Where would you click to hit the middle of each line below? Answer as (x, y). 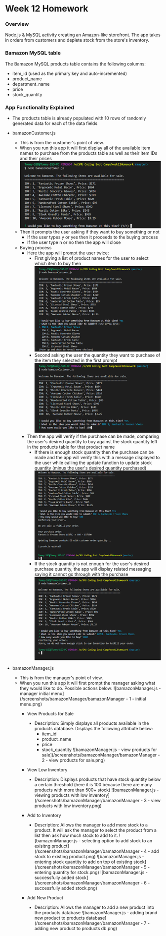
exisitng (42, 846)
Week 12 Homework (47, 9)
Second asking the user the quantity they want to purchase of (97, 355)
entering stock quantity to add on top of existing (83, 862)
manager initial (35, 694)
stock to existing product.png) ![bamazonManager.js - (89, 857)
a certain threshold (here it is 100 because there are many (93, 785)
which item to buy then (58, 264)
